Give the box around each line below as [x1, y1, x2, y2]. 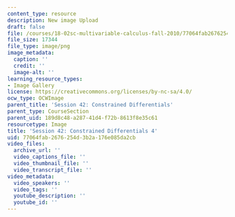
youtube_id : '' [13, 199, 58, 206]
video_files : [7, 141, 45, 148]
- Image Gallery [7, 82, 55, 89]
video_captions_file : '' [13, 153, 86, 161]
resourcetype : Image [7, 120, 68, 128]
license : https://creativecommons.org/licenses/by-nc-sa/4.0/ [7, 88, 192, 95]
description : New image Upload [7, 17, 99, 24]
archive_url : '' [13, 147, 61, 154]
